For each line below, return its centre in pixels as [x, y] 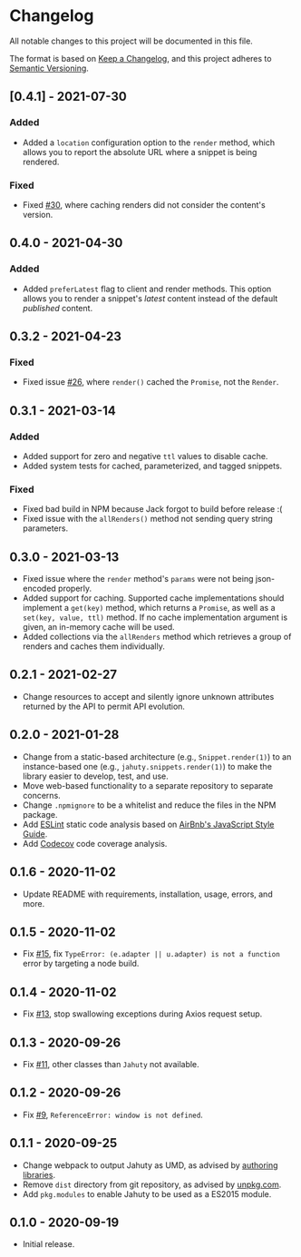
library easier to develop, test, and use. [96, 776]
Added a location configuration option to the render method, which [148, 142]
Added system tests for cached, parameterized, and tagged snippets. [152, 466]
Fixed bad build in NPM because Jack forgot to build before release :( [152, 509]
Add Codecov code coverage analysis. [95, 843]
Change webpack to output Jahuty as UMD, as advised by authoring [150, 1165]
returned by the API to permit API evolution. [104, 706]
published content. [58, 308]
